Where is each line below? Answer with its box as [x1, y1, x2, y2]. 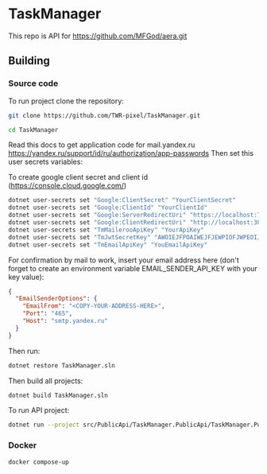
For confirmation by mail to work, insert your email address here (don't [8, 255, 240, 265]
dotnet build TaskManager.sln [8, 391, 109, 399]
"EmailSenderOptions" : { [15, 295, 98, 303]
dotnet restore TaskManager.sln [8, 361, 115, 370]
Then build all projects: [8, 375, 83, 386]
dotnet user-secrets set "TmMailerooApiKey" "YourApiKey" [8, 226, 204, 234]
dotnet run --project [8, 421, 80, 429]
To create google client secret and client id [8, 173, 149, 182]
